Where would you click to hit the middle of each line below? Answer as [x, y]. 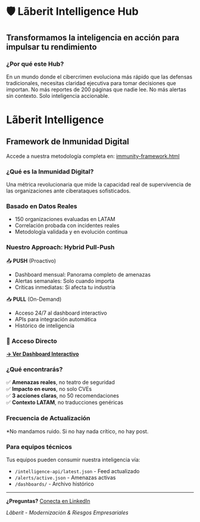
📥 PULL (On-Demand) [34, 299]
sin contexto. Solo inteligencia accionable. [58, 95]
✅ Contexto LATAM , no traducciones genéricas [65, 402]
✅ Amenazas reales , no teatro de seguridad [60, 383]
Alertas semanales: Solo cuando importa [65, 281]
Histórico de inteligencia [44, 325]
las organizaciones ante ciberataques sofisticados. [68, 191]
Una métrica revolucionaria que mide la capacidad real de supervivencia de [99, 185]
